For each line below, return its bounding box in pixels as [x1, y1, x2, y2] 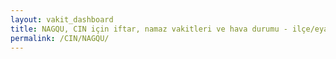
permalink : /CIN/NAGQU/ [10, 33, 110, 43]
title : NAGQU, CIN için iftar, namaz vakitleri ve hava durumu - [10, 24, 288, 34]
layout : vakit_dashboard [10, 14, 114, 25]
